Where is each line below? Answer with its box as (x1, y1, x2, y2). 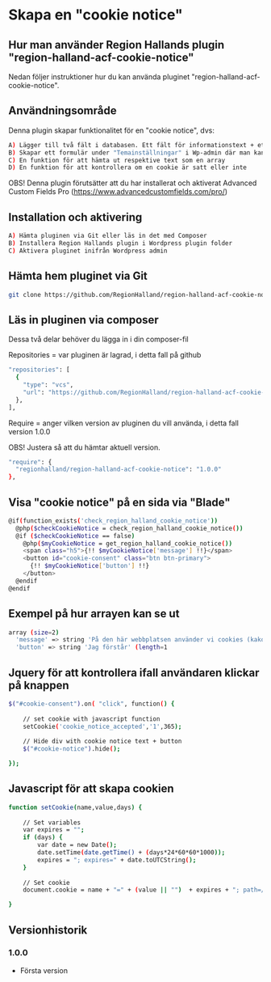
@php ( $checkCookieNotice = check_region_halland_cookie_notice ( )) (15, 524, 244, 532)
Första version (19, 965, 69, 976)
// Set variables (23, 819, 81, 827)
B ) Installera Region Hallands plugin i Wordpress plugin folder (8, 239, 232, 248)
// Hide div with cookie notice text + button (23, 738, 182, 746)
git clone (8, 290, 42, 298)
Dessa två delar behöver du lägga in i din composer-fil (8, 334, 189, 345)
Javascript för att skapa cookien (8, 782, 174, 796)
